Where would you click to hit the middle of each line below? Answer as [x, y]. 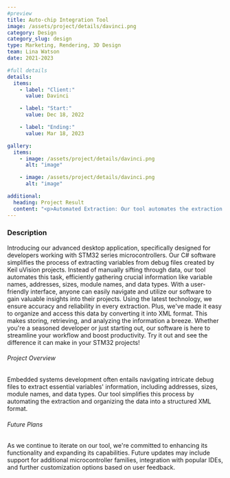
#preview [20, 13]
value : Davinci [47, 96]
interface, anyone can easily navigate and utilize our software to [121, 291]
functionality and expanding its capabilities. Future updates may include [109, 453]
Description [27, 232]
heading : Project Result [49, 202]
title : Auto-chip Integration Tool [58, 20]
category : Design [32, 33]
